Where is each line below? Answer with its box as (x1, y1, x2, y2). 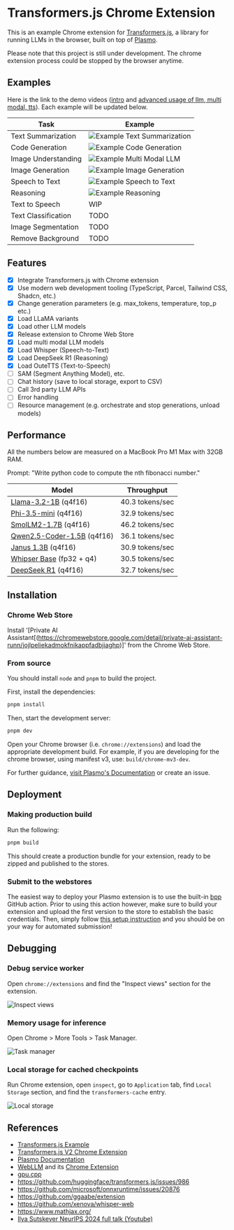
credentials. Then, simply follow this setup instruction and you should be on (7, 915, 225, 923)
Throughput (126, 485, 168, 495)
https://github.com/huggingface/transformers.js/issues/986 (17, 1178, 190, 1186)
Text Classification (10, 210, 72, 220)
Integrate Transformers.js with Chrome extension (17, 276, 159, 284)
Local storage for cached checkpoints (7, 1064, 139, 1074)
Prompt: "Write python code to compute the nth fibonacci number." (7, 469, 200, 477)
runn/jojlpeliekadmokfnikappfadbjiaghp (7, 641, 120, 649)
